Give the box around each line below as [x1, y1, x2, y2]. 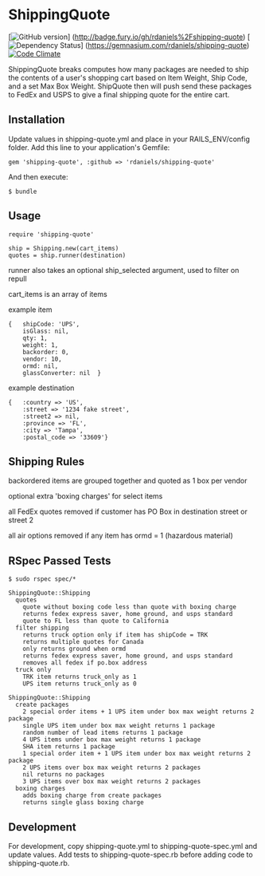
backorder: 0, [22, 348, 69, 356]
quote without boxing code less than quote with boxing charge [22, 603, 237, 611]
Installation [8, 113, 65, 127]
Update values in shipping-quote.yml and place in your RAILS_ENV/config [8, 134, 251, 144]
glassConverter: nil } [22, 369, 102, 377]
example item [8, 305, 53, 314]
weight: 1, [22, 341, 59, 349]
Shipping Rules [8, 455, 85, 468]
